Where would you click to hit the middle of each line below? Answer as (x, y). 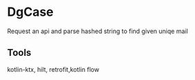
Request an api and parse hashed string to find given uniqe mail (97, 31)
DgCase (30, 12)
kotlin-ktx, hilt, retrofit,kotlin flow (53, 69)
